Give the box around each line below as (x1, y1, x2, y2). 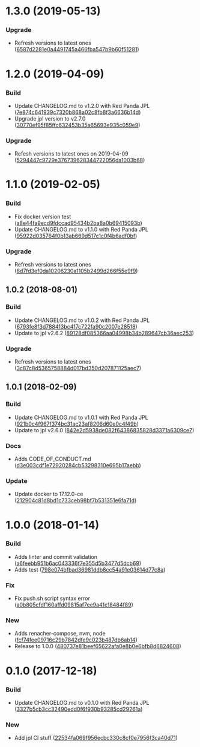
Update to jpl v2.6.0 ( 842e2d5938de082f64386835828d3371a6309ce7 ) (14, 426, 195, 433)
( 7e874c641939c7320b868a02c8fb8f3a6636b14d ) (14, 109, 141, 116)
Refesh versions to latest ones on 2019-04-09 (14, 150, 129, 157)
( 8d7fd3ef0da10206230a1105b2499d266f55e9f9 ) (14, 267, 138, 275)
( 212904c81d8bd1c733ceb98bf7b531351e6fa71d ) (14, 497, 137, 504)
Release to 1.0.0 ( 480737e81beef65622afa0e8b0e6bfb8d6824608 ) (14, 643, 181, 650)
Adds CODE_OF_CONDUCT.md (14, 455, 91, 462)
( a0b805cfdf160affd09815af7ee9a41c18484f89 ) (14, 601, 133, 608)
